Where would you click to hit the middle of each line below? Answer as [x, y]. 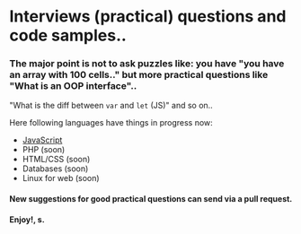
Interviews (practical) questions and [148, 17]
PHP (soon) [44, 150]
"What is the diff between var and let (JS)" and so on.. [111, 106]
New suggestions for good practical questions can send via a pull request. [151, 199]
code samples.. [68, 35]
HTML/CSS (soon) [56, 160]
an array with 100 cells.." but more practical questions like [139, 75]
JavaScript [42, 140]
